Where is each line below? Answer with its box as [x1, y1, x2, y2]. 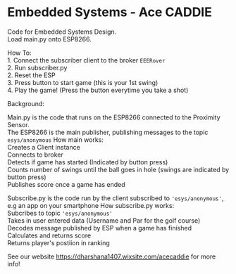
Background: [7, 99, 44, 107]
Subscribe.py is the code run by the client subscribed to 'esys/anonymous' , [7, 194, 224, 202]
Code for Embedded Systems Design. [7, 27, 117, 36]
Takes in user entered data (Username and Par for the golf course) [7, 216, 201, 225]
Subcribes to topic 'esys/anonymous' [7, 209, 113, 217]
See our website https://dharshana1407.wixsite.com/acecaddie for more [7, 252, 216, 261]
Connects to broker [7, 150, 63, 159]
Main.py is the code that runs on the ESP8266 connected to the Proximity [7, 113, 221, 122]
